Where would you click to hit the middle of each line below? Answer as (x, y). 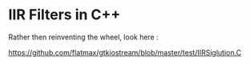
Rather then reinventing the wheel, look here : (83, 37)
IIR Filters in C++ (65, 15)
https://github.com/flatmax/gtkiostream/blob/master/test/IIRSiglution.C (125, 52)
